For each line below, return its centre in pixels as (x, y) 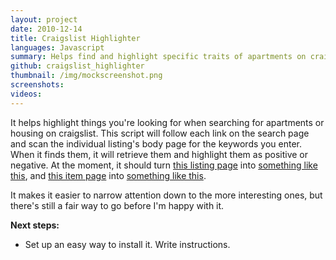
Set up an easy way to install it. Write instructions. (127, 244)
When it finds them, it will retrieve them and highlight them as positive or (159, 154)
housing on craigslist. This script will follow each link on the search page (160, 133)
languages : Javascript (57, 47)
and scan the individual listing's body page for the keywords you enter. (156, 143)
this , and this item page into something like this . (108, 175)
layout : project (44, 19)
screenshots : (37, 85)
